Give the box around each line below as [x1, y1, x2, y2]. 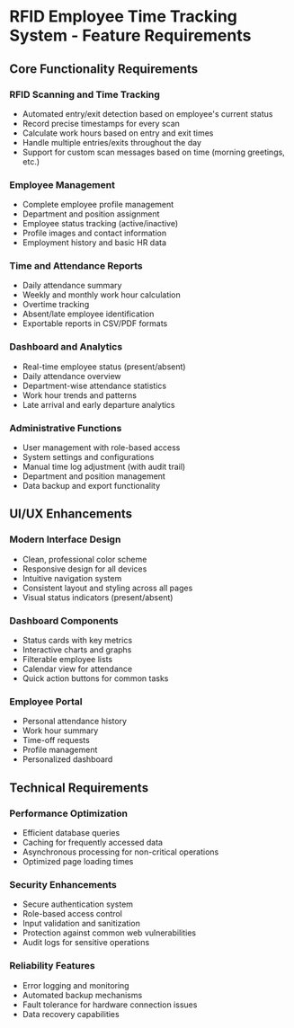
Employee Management [9, 178, 115, 191]
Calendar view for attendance [22, 663, 133, 675]
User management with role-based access [22, 442, 181, 453]
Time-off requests [22, 735, 90, 746]
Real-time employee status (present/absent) [22, 361, 186, 372]
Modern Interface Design [9, 533, 121, 545]
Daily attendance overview [22, 370, 121, 381]
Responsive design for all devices [22, 563, 147, 574]
